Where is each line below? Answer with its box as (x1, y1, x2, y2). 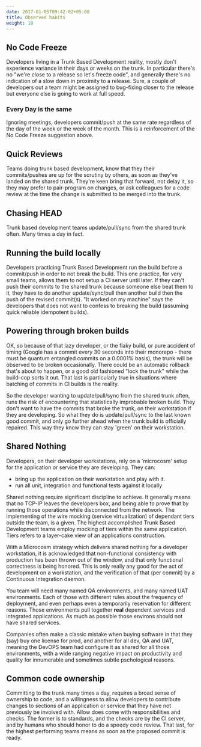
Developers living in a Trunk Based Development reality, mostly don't (6, 58, 177, 66)
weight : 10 (6, 20, 34, 26)
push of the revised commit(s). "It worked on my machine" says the (6, 295, 173, 303)
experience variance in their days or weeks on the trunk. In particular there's (6, 64, 195, 72)
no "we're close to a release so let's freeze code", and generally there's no (6, 71, 191, 78)
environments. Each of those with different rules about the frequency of (6, 593, 184, 600)
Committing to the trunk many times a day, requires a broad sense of (6, 689, 176, 696)
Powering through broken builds (6, 326, 129, 336)
